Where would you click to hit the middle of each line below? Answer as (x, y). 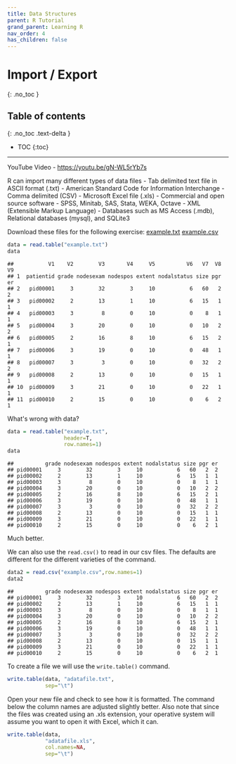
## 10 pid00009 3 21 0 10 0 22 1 (114, 387)
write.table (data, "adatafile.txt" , (61, 679)
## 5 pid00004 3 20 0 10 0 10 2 (114, 325)
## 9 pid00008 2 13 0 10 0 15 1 (114, 375)
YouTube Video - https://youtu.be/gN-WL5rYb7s (77, 167)
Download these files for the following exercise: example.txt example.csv (113, 231)
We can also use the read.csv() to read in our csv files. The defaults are (112, 552)
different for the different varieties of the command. (82, 559)
